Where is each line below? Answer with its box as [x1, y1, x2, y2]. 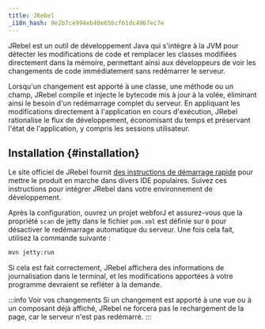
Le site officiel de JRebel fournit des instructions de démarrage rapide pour [8, 167, 253, 177]
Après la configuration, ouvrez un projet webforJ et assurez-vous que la [8, 208, 243, 218]
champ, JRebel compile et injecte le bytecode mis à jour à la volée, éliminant [8, 90, 257, 99]
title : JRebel [8, 11, 55, 20]
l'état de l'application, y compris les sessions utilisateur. [8, 124, 190, 133]
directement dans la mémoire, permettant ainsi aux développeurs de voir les [8, 57, 256, 67]
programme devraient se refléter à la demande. [8, 280, 162, 289]
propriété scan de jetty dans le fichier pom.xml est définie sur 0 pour [8, 216, 227, 226]
